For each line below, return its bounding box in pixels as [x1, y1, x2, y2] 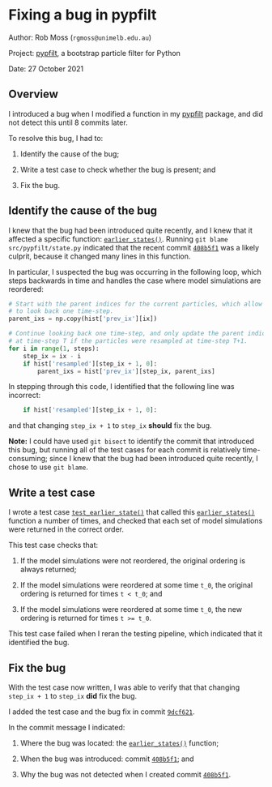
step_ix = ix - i [23, 352, 82, 360]
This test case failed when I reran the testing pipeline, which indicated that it [8, 629, 263, 639]
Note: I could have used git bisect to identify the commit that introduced [8, 436, 255, 447]
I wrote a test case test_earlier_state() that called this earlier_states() [8, 507, 255, 517]
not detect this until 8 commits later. [8, 118, 128, 127]
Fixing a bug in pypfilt [8, 6, 157, 24]
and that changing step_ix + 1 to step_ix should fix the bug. [8, 421, 212, 430]
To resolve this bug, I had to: [8, 133, 104, 143]
